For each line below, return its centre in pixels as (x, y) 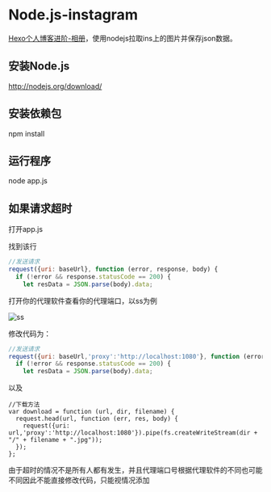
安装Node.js (39, 66)
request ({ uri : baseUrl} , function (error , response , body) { (113, 269)
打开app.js (25, 229)
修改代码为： (29, 334)
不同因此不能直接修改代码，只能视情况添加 (79, 480)
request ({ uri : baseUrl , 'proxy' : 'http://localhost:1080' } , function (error (137, 356)
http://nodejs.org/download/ (55, 86)
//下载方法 (24, 405)
